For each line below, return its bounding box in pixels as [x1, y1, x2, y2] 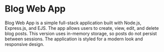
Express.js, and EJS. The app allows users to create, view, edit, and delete [5, 25, 159, 31]
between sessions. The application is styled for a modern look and [5, 36, 143, 42]
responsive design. [5, 41, 44, 47]
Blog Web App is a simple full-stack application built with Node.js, [5, 20, 142, 26]
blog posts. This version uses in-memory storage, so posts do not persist [5, 30, 157, 36]
